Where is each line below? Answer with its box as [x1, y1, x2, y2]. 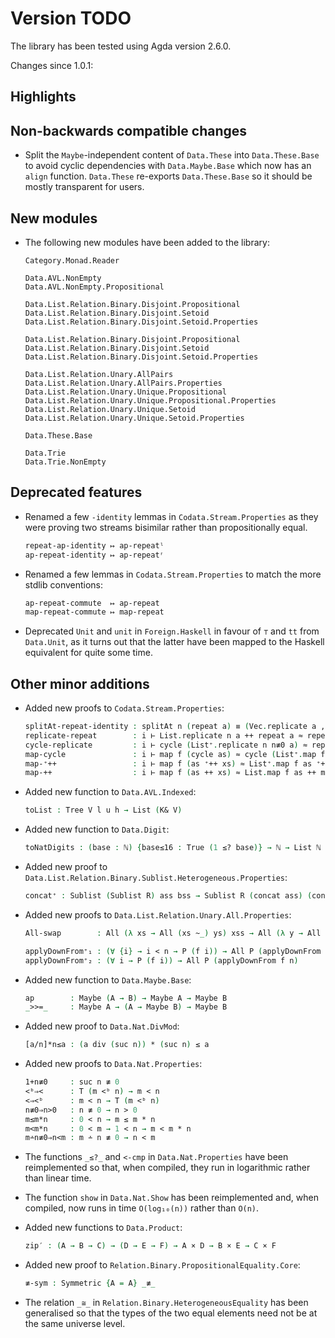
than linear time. [24, 1172, 92, 1184]
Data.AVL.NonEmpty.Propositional [24, 282, 165, 292]
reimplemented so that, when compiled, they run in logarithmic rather [24, 1162, 311, 1174]
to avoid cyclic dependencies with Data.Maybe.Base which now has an [24, 160, 312, 172]
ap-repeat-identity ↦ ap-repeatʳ [24, 550, 165, 560]
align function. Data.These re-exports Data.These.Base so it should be [24, 170, 313, 182]
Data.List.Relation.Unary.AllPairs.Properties [24, 378, 223, 388]
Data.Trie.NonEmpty [24, 457, 107, 467]
